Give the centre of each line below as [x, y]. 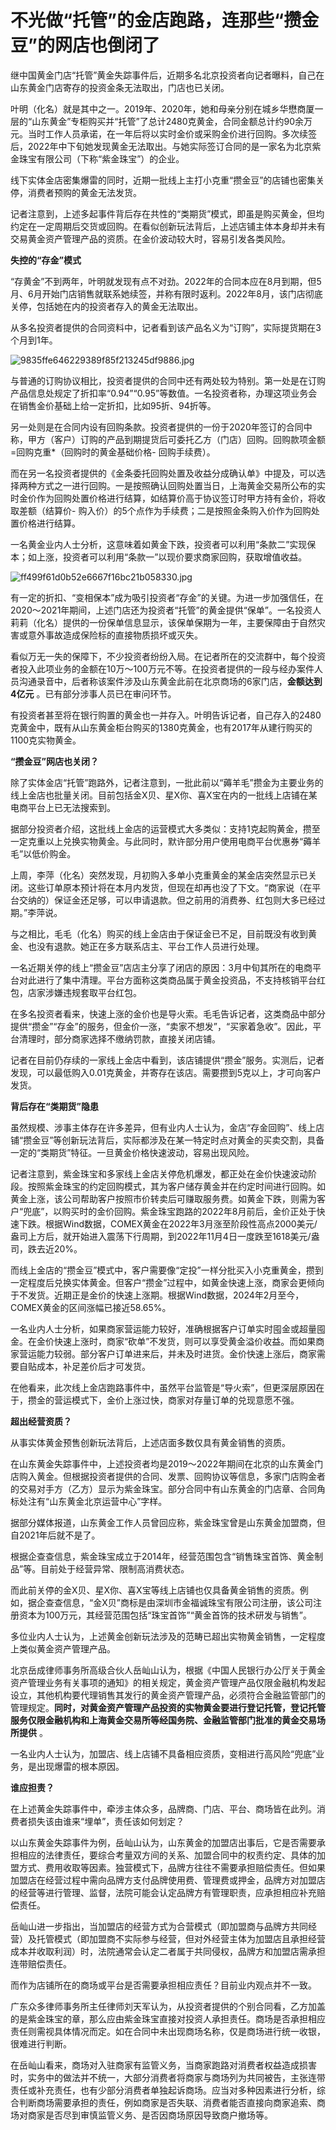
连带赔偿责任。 [41, 1963]
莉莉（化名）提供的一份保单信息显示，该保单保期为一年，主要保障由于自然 [163, 622]
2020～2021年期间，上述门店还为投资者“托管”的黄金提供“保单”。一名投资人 [166, 610]
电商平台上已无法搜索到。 [63, 807]
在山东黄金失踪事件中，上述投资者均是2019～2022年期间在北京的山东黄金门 [167, 1463]
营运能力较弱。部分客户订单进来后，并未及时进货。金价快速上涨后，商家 [167, 1353]
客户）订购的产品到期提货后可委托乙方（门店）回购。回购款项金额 [189, 439]
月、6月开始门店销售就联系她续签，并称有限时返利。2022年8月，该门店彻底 [166, 293]
